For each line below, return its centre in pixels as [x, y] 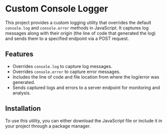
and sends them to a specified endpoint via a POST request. [67, 38]
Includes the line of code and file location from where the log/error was [86, 77]
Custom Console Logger [57, 9]
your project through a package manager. [48, 126]
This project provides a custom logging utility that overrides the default [78, 22]
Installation [23, 109]
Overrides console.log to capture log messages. [62, 66]
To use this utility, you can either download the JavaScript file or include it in [84, 120]
